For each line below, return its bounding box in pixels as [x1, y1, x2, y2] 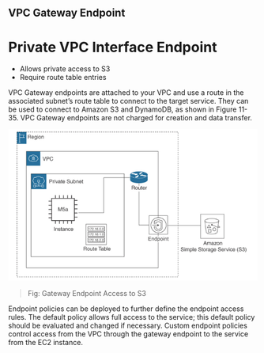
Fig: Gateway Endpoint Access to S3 [27, 289, 146, 298]
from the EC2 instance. [8, 338, 83, 347]
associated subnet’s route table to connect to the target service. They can [8, 97, 249, 106]
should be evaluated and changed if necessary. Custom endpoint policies [8, 321, 247, 331]
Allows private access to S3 [19, 64, 111, 74]
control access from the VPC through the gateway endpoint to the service [8, 329, 249, 339]
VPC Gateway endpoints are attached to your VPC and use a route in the [8, 88, 244, 97]
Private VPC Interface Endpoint [8, 38, 217, 56]
